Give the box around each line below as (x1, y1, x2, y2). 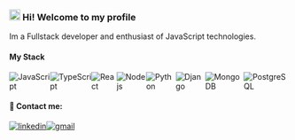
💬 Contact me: (9, 101, 63, 112)
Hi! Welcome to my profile (21, 11, 136, 23)
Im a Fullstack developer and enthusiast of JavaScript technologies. (9, 31, 257, 42)
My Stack (9, 51, 45, 62)
